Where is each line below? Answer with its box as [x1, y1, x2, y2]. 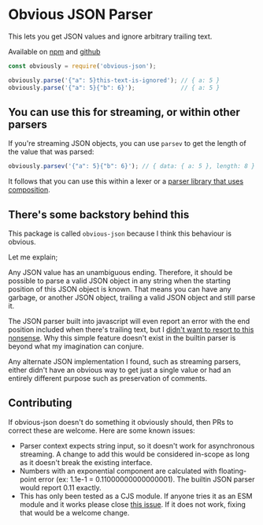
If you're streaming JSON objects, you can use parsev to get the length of [8, 139, 246, 148]
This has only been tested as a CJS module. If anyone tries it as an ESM [19, 491, 253, 501]
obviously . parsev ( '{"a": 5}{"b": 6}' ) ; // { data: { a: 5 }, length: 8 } [8, 162, 256, 170]
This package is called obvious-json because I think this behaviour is [8, 229, 232, 238]
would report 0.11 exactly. [19, 482, 102, 492]
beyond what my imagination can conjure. [8, 341, 144, 352]
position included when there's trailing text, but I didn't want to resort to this [8, 325, 254, 334]
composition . [8, 185, 51, 195]
